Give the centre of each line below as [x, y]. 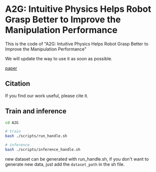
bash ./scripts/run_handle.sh [36, 136]
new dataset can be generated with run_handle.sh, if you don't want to [77, 159]
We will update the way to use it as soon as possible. [59, 58]
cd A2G [12, 123]
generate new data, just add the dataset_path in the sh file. [65, 164]
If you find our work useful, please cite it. [47, 95]
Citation [18, 84]
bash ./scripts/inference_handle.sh [43, 150]
